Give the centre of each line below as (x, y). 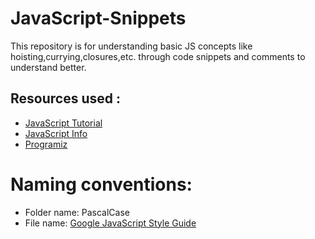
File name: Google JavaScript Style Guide (110, 223)
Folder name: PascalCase (77, 212)
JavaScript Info (56, 133)
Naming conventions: (101, 184)
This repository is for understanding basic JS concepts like (131, 46)
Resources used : (65, 98)
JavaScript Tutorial (63, 123)
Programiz (46, 144)
